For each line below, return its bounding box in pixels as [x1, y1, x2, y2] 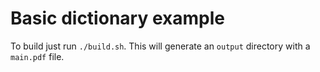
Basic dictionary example [10, 7, 225, 30]
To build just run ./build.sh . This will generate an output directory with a [10, 40, 311, 52]
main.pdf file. [10, 50, 65, 62]
